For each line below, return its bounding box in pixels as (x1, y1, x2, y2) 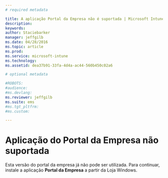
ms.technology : (5, 58, 37, 63)
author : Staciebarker (5, 30, 50, 35)
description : (5, 21, 32, 26)
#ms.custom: (5, 108, 30, 114)
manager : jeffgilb (5, 35, 43, 40)
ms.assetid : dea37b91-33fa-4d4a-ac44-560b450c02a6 (5, 63, 113, 68)
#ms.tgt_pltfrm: (5, 104, 39, 109)
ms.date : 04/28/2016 (5, 39, 48, 45)
